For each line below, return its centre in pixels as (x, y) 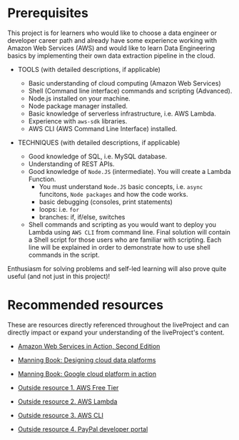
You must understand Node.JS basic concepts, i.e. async (121, 186)
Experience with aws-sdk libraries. (78, 121)
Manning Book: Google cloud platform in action (87, 374)
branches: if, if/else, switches (82, 217)
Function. (42, 179)
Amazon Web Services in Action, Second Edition (89, 346)
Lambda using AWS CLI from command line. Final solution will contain (129, 232)
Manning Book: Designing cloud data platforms (87, 360)
